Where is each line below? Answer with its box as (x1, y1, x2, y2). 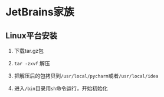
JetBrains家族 (5, 5, 74, 19)
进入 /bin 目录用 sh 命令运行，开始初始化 (14, 85, 108, 92)
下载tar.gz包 (14, 48, 44, 54)
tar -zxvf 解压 (14, 60, 51, 66)
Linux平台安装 (5, 31, 57, 41)
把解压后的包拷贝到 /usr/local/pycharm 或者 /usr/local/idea (14, 72, 159, 79)
